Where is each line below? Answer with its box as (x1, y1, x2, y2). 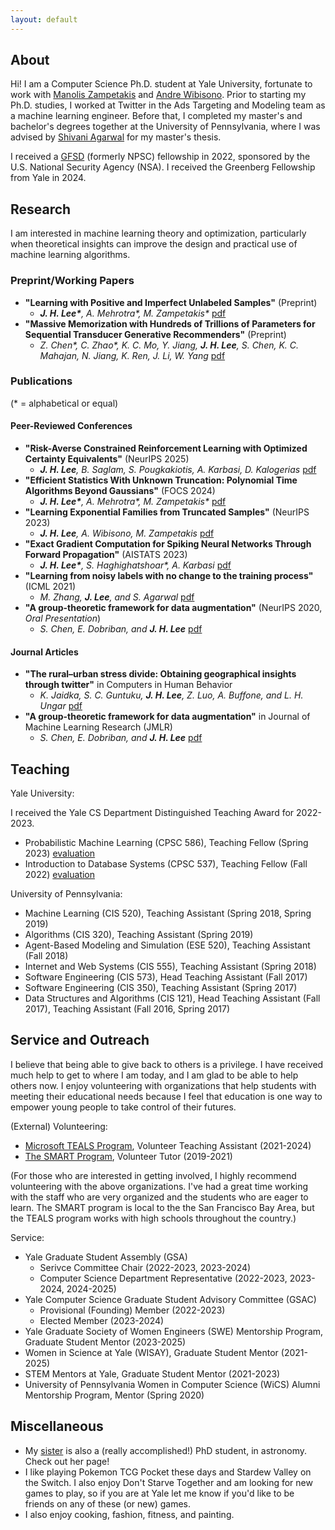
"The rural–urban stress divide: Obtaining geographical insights (24, 668, 297, 680)
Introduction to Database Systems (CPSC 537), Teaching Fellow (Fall (24, 858, 308, 870)
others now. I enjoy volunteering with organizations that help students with (10, 1079, 317, 1091)
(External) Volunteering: (10, 1120, 108, 1132)
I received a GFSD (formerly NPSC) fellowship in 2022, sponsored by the (10, 151, 311, 163)
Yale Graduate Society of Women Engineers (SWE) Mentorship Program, (24, 1325, 324, 1337)
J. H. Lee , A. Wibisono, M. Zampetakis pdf (39, 527, 215, 540)
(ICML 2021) (24, 581, 77, 593)
